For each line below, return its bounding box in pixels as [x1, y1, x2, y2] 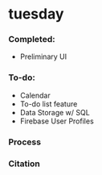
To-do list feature [19, 98, 78, 109]
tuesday [8, 5, 64, 23]
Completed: [8, 34, 55, 45]
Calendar [19, 90, 51, 100]
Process [8, 136, 42, 148]
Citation [8, 158, 40, 169]
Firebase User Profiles [19, 116, 94, 126]
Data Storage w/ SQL [19, 107, 90, 117]
